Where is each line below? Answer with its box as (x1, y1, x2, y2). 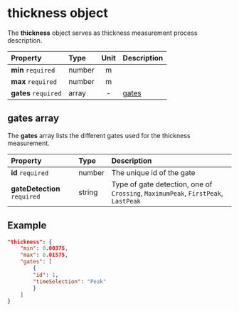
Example (7, 219, 47, 232)
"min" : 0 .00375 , (20, 245, 69, 252)
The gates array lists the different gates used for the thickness (7, 131, 191, 139)
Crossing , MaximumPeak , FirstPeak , (111, 188, 223, 198)
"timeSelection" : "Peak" (33, 278, 107, 285)
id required (11, 167, 49, 177)
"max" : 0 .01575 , (20, 251, 69, 259)
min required (11, 65, 55, 75)
